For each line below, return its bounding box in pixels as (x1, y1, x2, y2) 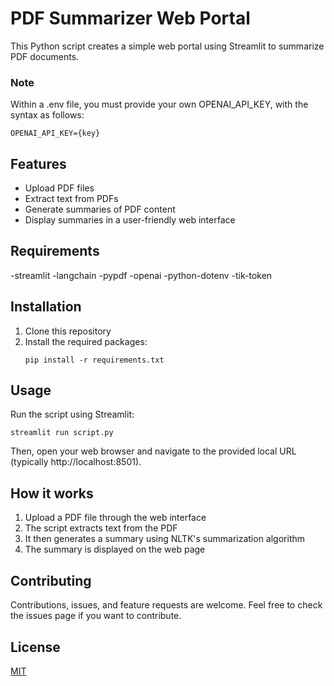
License (10, 638, 61, 656)
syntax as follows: (10, 109, 85, 121)
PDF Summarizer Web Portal (10, 7, 251, 30)
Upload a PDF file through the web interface (24, 512, 207, 524)
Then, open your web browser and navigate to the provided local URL (10, 445, 297, 457)
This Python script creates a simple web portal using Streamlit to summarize (10, 40, 325, 52)
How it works (10, 485, 94, 502)
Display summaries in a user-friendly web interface (24, 214, 236, 226)
